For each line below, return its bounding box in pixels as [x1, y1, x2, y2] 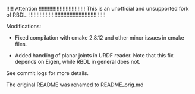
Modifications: [6, 23, 42, 30]
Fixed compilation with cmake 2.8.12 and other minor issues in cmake [14, 34, 184, 41]
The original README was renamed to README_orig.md [6, 81, 144, 88]
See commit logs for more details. [6, 70, 89, 76]
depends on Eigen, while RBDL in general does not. [14, 59, 141, 65]
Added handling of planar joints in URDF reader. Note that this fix [14, 52, 174, 59]
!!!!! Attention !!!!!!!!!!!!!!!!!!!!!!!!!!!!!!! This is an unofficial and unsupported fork [6, 5, 189, 12]
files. [14, 41, 27, 47]
